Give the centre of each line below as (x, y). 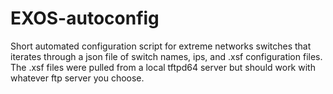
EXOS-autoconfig (85, 18)
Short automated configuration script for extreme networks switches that (161, 46)
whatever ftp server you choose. (77, 78)
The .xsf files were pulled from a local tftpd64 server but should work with (163, 67)
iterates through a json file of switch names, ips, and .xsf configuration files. (166, 56)
